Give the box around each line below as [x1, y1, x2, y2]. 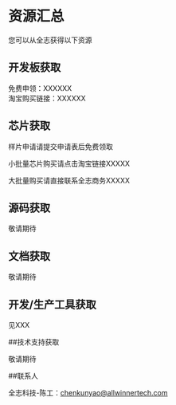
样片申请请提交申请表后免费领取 [8, 141, 113, 151]
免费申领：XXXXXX [8, 83, 72, 92]
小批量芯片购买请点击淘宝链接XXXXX [8, 159, 130, 168]
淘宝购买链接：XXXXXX [8, 93, 86, 103]
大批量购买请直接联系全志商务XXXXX [8, 175, 130, 185]
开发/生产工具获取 [8, 297, 97, 311]
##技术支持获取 [8, 337, 60, 347]
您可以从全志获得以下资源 [8, 35, 92, 45]
